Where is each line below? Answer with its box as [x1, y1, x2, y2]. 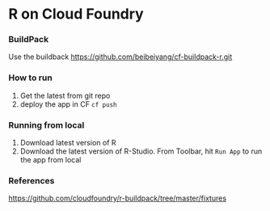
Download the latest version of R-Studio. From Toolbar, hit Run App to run [19, 146, 263, 156]
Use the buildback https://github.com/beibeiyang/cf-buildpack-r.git [8, 52, 233, 61]
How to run [8, 72, 53, 83]
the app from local [19, 155, 82, 165]
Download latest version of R [19, 138, 116, 148]
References [8, 175, 55, 186]
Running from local [8, 119, 85, 130]
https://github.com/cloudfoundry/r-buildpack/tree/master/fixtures [8, 193, 227, 203]
